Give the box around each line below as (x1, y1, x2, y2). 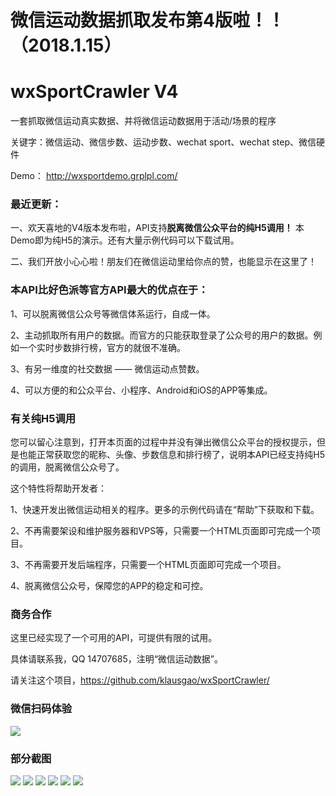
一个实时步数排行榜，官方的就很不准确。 (18, 341, 186, 353)
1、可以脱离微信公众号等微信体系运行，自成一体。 (10, 307, 216, 320)
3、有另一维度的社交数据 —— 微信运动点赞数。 (10, 362, 205, 375)
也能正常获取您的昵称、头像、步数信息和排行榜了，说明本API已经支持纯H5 (18, 449, 326, 461)
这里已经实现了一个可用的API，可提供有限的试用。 (10, 632, 218, 644)
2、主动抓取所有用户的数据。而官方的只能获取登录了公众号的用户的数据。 (10, 329, 314, 341)
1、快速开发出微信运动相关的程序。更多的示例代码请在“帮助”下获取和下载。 (10, 504, 320, 516)
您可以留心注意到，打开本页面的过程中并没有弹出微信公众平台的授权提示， (10, 436, 317, 448)
